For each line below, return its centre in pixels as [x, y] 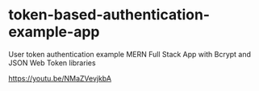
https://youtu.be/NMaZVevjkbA [60, 78]
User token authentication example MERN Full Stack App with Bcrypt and [130, 54]
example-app [54, 32]
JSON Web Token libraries [52, 63]
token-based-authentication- [109, 15]
